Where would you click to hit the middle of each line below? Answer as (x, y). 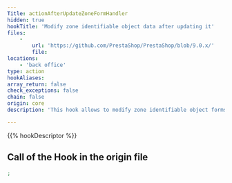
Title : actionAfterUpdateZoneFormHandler (68, 13)
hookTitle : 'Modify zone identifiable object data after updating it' (111, 26)
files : (17, 33)
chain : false (26, 97)
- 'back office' (43, 65)
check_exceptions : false (43, 90)
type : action (26, 71)
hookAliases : (26, 78)
